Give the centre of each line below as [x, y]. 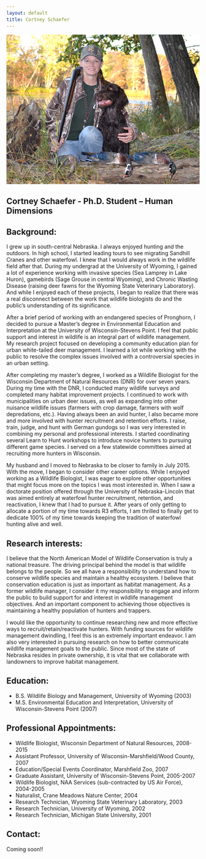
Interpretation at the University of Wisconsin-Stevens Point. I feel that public [102, 331]
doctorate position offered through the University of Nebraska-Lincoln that [101, 491]
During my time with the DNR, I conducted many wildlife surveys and [93, 388]
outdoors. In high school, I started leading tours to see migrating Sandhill [98, 253]
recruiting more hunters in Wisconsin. [54, 453]
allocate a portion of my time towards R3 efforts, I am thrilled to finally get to [102, 511]
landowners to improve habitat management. [63, 662]
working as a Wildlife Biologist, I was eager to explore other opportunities [99, 478]
